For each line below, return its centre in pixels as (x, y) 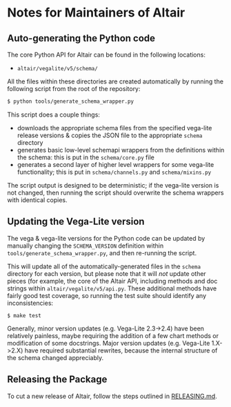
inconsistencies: (30, 303)
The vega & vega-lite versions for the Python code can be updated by (106, 238)
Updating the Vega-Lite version (76, 222)
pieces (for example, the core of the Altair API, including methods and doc (112, 281)
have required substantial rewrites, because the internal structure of (121, 350)
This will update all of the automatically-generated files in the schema (104, 266)
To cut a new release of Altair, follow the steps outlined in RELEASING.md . (112, 396)
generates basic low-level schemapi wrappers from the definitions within (121, 150)
